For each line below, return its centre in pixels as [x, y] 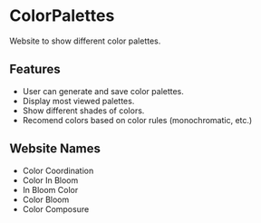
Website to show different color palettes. [85, 41]
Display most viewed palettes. [78, 101]
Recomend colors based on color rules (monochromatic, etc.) [137, 120]
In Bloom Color [50, 189]
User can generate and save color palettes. [103, 91]
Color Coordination [58, 170]
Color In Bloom [50, 180]
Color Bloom [46, 199]
